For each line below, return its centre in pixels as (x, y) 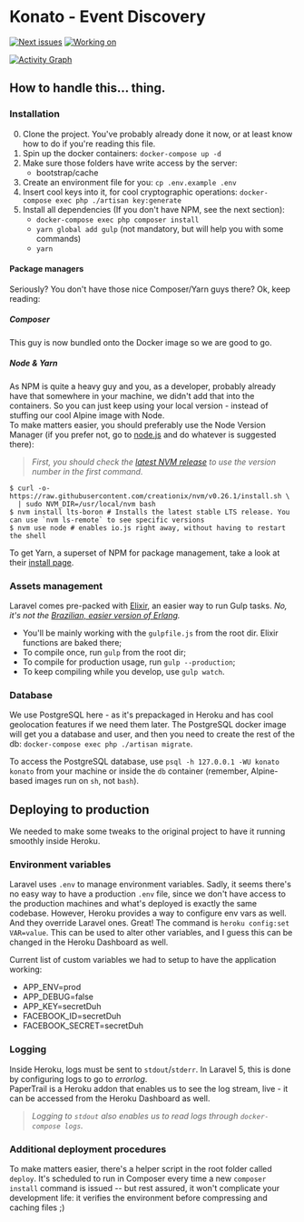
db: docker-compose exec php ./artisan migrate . (101, 744)
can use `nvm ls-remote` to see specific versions (107, 520)
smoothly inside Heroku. (55, 841)
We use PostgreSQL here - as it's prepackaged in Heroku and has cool (142, 715)
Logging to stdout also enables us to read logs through (135, 1116)
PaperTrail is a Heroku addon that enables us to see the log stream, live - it (149, 1088)
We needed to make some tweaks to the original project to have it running (147, 831)
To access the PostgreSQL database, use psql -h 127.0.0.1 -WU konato (144, 762)
